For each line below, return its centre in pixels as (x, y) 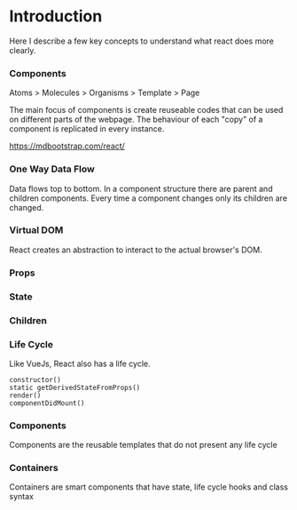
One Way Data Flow (52, 169)
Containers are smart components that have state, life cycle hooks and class (148, 487)
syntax (21, 497)
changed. (27, 207)
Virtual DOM (36, 230)
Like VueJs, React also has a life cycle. (80, 363)
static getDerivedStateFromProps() (75, 387)
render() (25, 395)
